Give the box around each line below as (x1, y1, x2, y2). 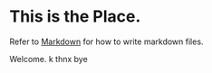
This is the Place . (9, 6, 141, 27)
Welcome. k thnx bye (9, 53, 88, 64)
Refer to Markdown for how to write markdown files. (9, 36, 204, 47)
